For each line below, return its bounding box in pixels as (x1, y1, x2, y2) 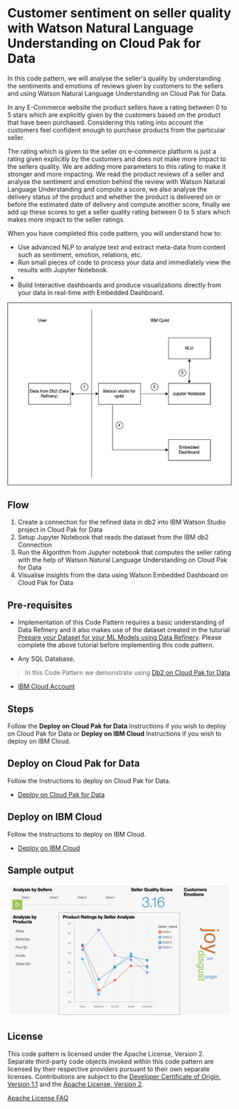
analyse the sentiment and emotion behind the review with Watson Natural (7, 177, 225, 186)
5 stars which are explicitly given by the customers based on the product (7, 110, 221, 119)
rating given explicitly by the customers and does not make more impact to (7, 155, 226, 163)
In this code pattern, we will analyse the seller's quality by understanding (7, 73, 221, 83)
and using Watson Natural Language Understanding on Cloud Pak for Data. (7, 89, 228, 98)
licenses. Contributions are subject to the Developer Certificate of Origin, (7, 1072, 221, 1080)
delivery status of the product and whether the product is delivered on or (7, 192, 221, 201)
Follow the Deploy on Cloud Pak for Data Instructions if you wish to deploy (7, 722, 226, 731)
